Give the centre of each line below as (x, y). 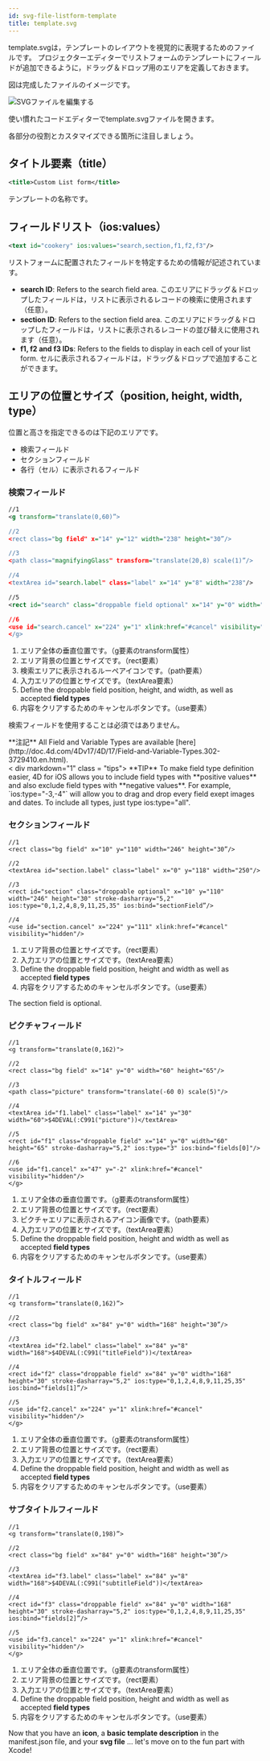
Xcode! (20, 1750)
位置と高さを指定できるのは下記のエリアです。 (86, 432)
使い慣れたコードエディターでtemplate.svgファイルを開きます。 (113, 118)
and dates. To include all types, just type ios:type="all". (100, 802)
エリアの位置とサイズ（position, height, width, (125, 396)
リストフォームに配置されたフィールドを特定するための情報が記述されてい (131, 262)
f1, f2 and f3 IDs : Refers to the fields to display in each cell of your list (135, 348)
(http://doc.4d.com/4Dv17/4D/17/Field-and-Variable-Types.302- (115, 751)
